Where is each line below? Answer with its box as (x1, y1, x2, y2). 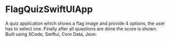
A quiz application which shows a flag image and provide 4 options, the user (5, 20, 165, 26)
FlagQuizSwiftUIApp (5, 4, 93, 15)
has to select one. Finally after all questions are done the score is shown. (5, 25, 157, 31)
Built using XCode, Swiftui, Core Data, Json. (5, 31, 97, 37)
